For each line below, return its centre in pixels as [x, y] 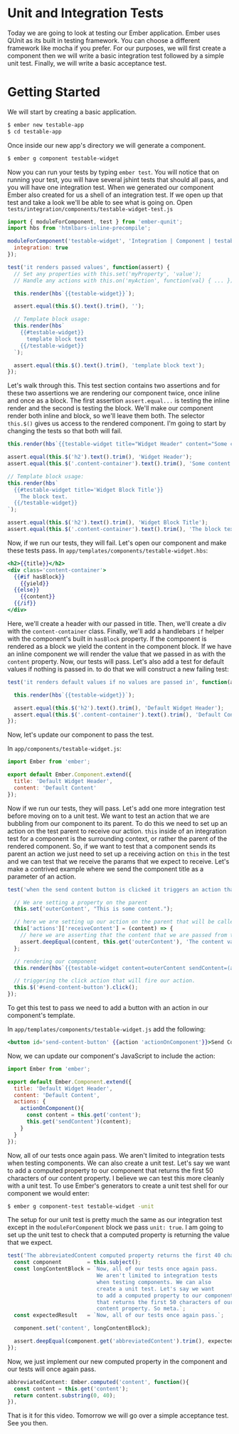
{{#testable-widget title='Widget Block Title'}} [89, 490]
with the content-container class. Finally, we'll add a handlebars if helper [116, 631]
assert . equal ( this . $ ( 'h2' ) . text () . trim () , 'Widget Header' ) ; [100, 457]
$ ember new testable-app [46, 125]
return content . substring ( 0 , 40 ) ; [65, 1395]
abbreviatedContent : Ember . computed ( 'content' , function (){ [99, 1382]
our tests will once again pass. [52, 1369]
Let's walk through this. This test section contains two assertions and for [114, 385]
